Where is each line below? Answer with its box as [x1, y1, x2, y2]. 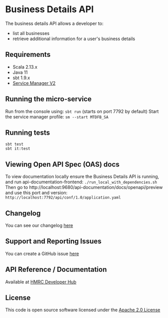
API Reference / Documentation [5, 265, 107, 274]
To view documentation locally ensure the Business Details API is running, [5, 174, 159, 180]
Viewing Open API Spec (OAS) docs [5, 160, 120, 169]
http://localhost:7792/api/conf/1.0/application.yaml [5, 195, 121, 200]
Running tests [5, 128, 51, 137]
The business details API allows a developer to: [5, 20, 104, 26]
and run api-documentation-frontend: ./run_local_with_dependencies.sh [5, 179, 157, 185]
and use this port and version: [5, 189, 68, 196]
